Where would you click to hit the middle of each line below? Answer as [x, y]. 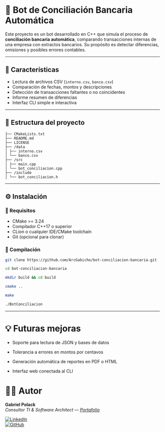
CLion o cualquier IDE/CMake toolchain [52, 232]
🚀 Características [32, 70]
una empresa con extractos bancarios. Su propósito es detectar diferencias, [82, 44]
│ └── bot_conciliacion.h [31, 177]
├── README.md [20, 138]
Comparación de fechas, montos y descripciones [62, 87]
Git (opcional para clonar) [38, 237]
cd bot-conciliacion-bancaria [36, 269]
